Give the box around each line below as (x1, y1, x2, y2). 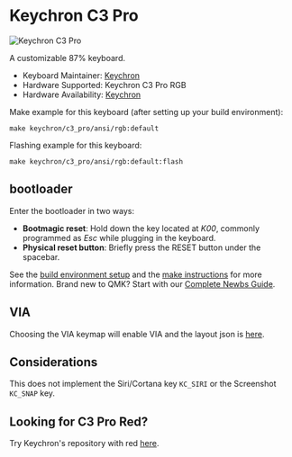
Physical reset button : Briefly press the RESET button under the (22, 242, 261, 253)
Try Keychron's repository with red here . (9, 438, 160, 449)
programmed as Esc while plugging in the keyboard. (22, 232, 216, 243)
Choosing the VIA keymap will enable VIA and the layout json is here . (9, 328, 265, 339)
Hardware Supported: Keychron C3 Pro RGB (22, 79, 187, 90)
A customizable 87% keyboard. (9, 52, 126, 63)
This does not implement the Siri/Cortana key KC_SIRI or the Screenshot (9, 379, 277, 390)
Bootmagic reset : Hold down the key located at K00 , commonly (22, 222, 260, 234)
